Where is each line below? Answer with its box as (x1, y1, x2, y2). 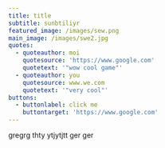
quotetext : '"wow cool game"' (22, 64, 124, 72)
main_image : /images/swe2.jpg (8, 34, 109, 42)
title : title (8, 11, 52, 20)
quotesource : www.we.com (22, 78, 105, 86)
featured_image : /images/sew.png (8, 26, 120, 34)
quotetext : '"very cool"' (22, 86, 109, 94)
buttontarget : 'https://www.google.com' (22, 109, 159, 117)
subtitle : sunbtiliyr (8, 19, 81, 27)
